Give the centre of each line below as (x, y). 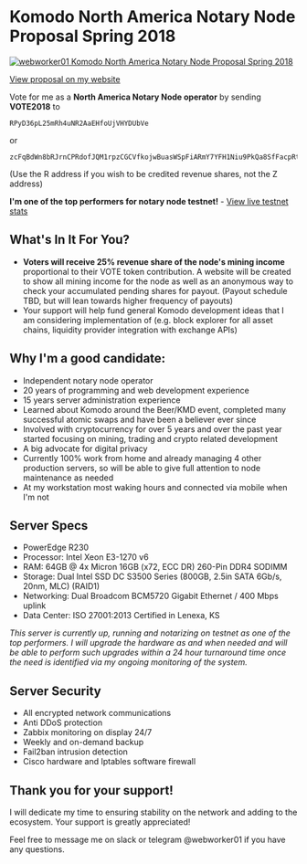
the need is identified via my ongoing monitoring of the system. (129, 662)
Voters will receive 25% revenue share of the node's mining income (153, 261)
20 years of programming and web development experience (136, 390)
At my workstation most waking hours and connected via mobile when (155, 487)
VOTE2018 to (35, 106)
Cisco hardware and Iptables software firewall (109, 762)
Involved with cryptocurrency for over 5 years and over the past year (152, 429)
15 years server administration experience (101, 400)
